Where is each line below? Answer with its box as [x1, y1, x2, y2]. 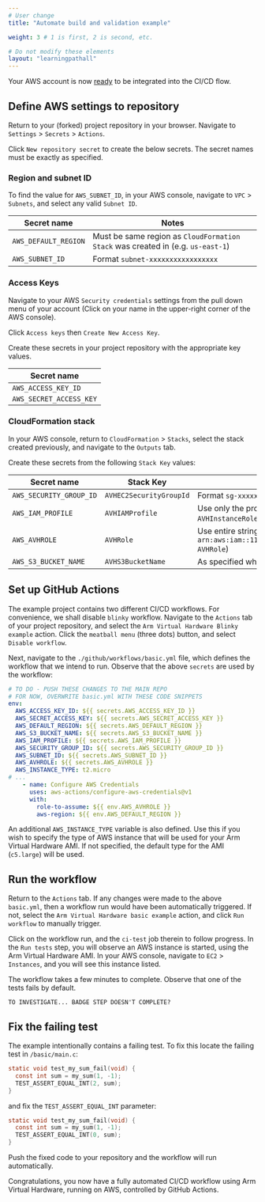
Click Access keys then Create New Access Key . [8, 328, 160, 337]
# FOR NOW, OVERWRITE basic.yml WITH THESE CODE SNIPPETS [8, 692, 203, 700]
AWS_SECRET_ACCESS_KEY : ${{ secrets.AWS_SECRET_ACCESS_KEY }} [15, 715, 224, 722]
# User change [8, 11, 55, 20]
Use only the [196, 502, 244, 514]
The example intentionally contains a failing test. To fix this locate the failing [8, 1041, 255, 1051]
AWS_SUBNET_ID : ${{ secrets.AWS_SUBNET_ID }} [15, 751, 168, 760]
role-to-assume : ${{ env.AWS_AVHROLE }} [36, 802, 171, 811]
